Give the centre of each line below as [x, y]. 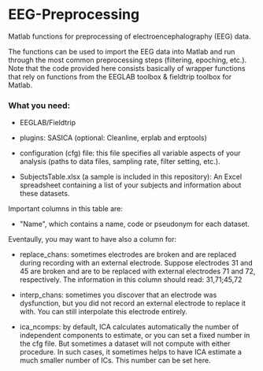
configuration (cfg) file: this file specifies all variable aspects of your [130, 153]
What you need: [39, 106]
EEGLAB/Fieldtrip [48, 123]
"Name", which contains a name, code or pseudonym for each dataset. [135, 224]
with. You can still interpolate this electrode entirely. [103, 312]
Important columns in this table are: [66, 209]
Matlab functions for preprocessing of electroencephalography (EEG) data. [130, 36]
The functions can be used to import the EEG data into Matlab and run [122, 51]
